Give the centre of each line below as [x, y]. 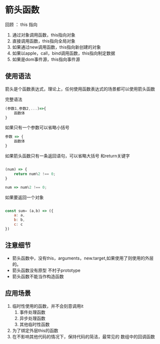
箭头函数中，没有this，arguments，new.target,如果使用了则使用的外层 [83, 258]
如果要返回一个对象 [24, 197]
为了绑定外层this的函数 [35, 330]
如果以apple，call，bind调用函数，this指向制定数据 [64, 53]
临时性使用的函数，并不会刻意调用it [48, 306]
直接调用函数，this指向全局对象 [44, 41]
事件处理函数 [32, 312]
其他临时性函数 [34, 324]
